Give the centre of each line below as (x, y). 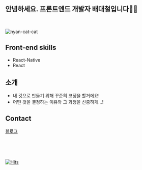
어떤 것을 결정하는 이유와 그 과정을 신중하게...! (58, 102)
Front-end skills (31, 48)
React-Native (26, 60)
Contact (18, 118)
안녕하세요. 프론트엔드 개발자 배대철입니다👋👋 (72, 9)
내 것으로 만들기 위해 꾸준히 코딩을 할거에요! (56, 96)
